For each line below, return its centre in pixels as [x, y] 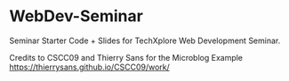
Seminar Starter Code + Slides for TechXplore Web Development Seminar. [145, 40]
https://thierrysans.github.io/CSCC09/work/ [90, 67]
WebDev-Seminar [76, 16]
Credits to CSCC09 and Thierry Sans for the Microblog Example [126, 57]
